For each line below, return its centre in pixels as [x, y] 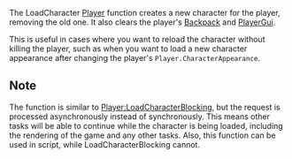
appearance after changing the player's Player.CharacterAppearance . [135, 58]
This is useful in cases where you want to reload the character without [137, 39]
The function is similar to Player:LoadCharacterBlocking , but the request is [145, 107]
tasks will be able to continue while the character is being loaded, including [146, 125]
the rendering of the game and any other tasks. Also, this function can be [142, 135]
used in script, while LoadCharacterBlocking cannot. [105, 144]
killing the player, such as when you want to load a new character [128, 49]
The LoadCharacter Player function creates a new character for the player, [145, 13]
